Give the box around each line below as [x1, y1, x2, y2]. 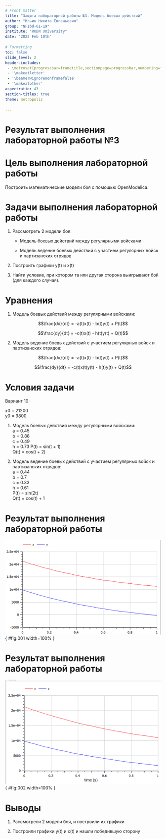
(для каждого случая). [12, 278, 60, 283]
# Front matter [5, 8, 37, 13]
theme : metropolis [5, 97, 43, 102]
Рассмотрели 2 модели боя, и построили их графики [12, 819, 125, 825]
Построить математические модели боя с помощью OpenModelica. [5, 184, 149, 190]
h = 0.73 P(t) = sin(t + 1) [12, 444, 61, 449]
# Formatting [5, 45, 32, 50]
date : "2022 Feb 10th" [5, 34, 52, 39]
